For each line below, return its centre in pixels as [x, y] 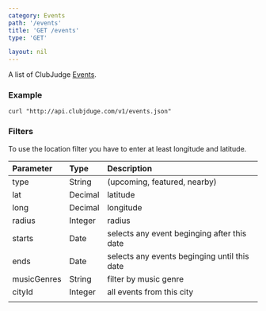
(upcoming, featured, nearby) [161, 182]
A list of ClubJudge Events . [53, 75]
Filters [21, 132]
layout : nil [28, 52]
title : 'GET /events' [44, 30]
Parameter [32, 168]
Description [129, 168]
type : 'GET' [28, 38]
